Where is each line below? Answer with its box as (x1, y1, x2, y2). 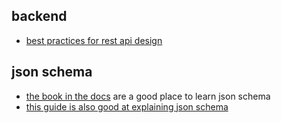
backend (11, 8, 68, 25)
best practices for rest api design (25, 34, 163, 46)
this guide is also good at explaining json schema (25, 100, 229, 113)
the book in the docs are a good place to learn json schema (25, 90, 271, 102)
